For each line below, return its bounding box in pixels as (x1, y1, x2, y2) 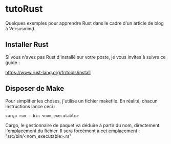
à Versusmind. (5, 25, 36, 31)
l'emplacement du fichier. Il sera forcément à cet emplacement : (5, 128, 140, 134)
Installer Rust (5, 40, 49, 49)
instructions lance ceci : (5, 103, 56, 109)
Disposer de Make (5, 84, 65, 93)
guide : (5, 59, 20, 66)
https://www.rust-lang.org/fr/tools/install (5, 69, 91, 75)
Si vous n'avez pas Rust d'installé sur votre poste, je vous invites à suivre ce (5, 54, 166, 60)
